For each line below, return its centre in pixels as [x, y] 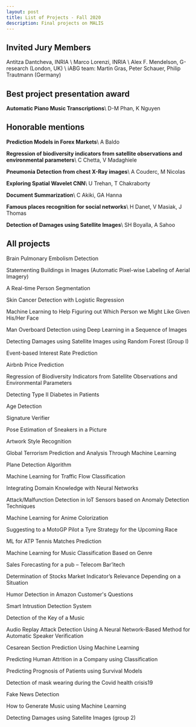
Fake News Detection [33, 694]
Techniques [21, 506]
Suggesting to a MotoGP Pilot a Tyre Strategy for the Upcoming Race [92, 529]
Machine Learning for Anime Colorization [57, 518]
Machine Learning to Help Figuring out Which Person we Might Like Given [98, 311]
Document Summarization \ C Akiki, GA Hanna [64, 195]
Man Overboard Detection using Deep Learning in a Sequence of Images [96, 329]
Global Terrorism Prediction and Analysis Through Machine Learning [91, 452]
